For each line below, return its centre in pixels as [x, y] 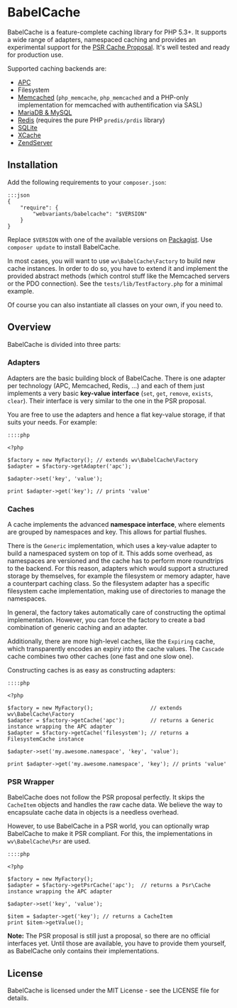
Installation [33, 165]
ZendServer [35, 142]
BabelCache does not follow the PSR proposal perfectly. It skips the [106, 798]
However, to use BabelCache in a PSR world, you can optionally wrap [108, 826]
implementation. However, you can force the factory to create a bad [106, 620]
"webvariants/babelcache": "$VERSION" [90, 214]
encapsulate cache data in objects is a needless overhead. [93, 813]
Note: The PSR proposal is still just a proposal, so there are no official [109, 936]
